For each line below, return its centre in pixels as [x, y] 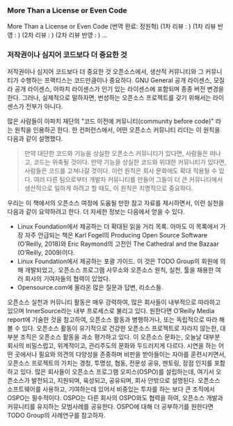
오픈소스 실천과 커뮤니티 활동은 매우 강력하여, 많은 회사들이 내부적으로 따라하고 [114, 302]
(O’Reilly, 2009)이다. [46, 252]
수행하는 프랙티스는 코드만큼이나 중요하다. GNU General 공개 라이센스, [116, 80]
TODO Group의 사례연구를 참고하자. [56, 415]
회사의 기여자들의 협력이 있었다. [67, 278]
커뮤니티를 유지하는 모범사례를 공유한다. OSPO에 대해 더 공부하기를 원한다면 [111, 407]
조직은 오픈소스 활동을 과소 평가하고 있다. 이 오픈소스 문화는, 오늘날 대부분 [120, 337]
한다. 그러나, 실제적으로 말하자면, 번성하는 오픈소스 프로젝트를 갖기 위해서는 [109, 97]
